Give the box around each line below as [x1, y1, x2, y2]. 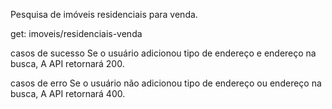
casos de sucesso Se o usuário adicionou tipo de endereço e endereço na [10, 47, 317, 59]
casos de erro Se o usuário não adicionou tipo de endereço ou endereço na [10, 77, 322, 89]
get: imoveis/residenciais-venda [10, 28, 143, 39]
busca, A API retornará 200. [10, 58, 125, 69]
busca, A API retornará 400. [10, 88, 126, 99]
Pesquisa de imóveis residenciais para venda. [10, 9, 198, 20]
